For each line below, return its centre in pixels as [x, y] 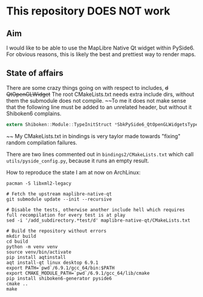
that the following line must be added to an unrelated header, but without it [99, 107]
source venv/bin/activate [39, 252]
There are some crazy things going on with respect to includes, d [87, 88]
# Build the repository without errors [56, 231]
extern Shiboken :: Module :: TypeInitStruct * [62, 124]
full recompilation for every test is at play [66, 215]
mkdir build [21, 236]
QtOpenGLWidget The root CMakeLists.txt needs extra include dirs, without [100, 94]
